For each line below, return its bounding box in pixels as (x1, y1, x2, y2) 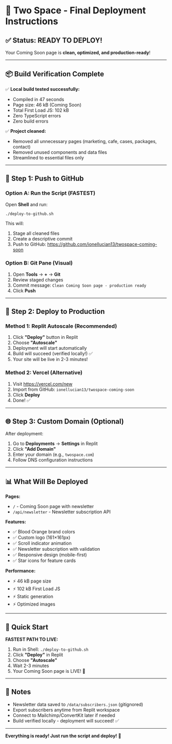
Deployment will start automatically (12, 345, 87, 351)
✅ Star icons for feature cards (12, 557, 76, 564)
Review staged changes (12, 276, 63, 283)
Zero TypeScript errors (12, 112, 61, 118)
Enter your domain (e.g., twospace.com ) (12, 451, 95, 458)
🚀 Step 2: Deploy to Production (5, 307, 105, 316)
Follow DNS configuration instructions (12, 457, 93, 463)
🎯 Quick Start (5, 622, 49, 631)
